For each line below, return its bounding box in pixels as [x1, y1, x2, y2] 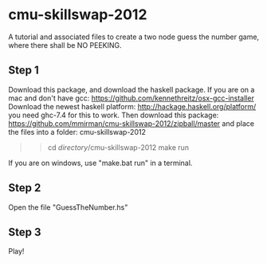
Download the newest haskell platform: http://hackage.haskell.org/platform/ [8, 101, 257, 111]
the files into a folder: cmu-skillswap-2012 [8, 127, 146, 136]
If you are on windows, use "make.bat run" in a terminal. [8, 158, 193, 167]
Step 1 [8, 64, 40, 77]
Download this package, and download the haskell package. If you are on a [8, 85, 255, 94]
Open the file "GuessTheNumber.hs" [8, 202, 128, 212]
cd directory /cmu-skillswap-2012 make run [47, 142, 190, 152]
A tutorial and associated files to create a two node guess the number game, [8, 32, 260, 41]
